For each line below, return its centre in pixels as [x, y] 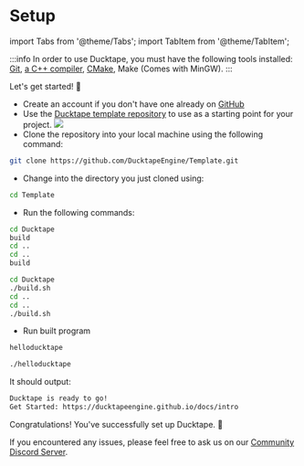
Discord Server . [39, 451]
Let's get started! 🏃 [46, 86]
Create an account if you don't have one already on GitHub [133, 104]
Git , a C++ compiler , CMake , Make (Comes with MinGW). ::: [121, 69]
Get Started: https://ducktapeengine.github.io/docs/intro [124, 408]
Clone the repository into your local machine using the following [143, 134]
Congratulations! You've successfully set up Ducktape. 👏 [116, 424]
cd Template [32, 195]
